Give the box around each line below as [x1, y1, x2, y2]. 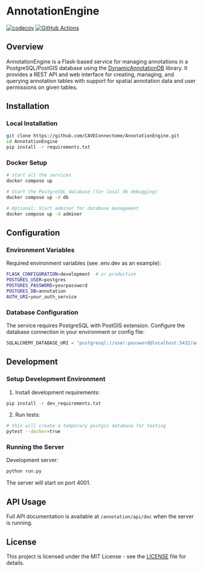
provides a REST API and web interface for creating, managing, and [6, 71, 174, 78]
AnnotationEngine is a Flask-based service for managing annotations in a [6, 57, 188, 65]
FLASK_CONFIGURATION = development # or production [6, 271, 137, 278]
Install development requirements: [14, 388, 100, 396]
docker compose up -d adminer [6, 210, 83, 217]
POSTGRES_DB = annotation [6, 288, 66, 294]
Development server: [6, 457, 59, 464]
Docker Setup [6, 158, 47, 167]
